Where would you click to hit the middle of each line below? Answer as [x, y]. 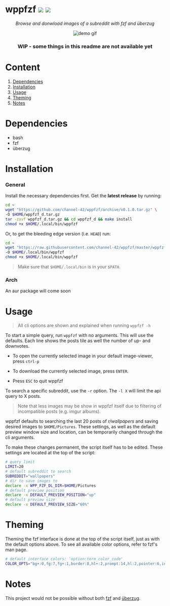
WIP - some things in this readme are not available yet [85, 46]
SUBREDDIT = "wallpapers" [30, 476]
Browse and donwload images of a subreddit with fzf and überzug [85, 23]
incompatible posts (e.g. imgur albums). [59, 412]
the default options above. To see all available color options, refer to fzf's [81, 545]
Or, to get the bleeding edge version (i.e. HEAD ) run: [58, 233]
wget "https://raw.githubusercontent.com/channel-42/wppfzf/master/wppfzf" [87, 248]
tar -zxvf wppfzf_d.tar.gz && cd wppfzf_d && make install [69, 219]
